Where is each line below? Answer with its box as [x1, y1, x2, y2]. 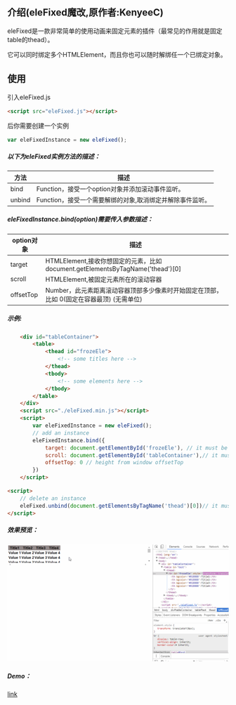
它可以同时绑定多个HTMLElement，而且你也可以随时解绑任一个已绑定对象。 [7, 50, 227, 58]
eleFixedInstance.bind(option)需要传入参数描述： [7, 215, 153, 223]
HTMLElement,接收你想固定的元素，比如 [45, 256, 162, 265]
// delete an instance [20, 494, 86, 502]
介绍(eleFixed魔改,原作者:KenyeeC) [7, 6, 164, 19]
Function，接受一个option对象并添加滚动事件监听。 [36, 185, 185, 193]
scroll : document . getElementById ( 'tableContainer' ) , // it [44, 452, 218, 459]
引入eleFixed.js [7, 93, 51, 101]
